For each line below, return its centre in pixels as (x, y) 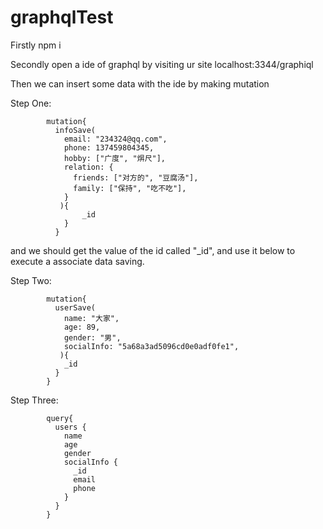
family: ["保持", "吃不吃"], (130, 188)
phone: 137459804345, (109, 147)
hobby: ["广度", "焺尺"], (115, 158)
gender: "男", (92, 337)
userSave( (75, 307)
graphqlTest (62, 17)
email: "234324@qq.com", (115, 139)
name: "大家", (91, 318)
